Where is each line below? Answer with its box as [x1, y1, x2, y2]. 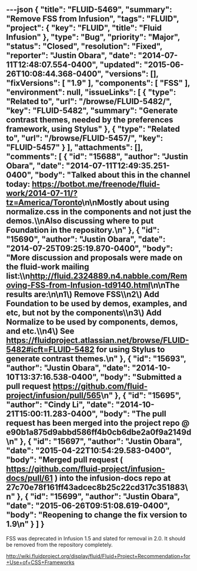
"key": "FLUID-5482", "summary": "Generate [6, 106, 178, 116]
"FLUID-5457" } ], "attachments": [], [6, 142, 143, 152]
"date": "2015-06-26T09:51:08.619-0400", [6, 501, 170, 511]
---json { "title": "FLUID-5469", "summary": [6, 5, 172, 15]
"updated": [99, 60, 142, 70]
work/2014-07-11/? [6, 188, 78, 199]
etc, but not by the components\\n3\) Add [6, 308, 162, 318]
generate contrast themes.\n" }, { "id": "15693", [6, 354, 186, 364]
